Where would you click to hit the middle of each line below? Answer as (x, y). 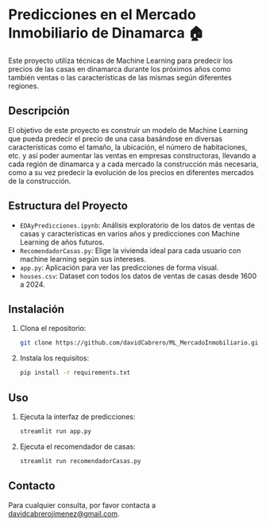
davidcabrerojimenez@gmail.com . (64, 513)
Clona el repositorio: (53, 329)
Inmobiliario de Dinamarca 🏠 (106, 33)
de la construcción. (40, 181)
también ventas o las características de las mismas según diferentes (120, 77)
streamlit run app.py (55, 431)
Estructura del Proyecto (68, 206)
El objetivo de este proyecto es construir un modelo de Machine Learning (128, 130)
